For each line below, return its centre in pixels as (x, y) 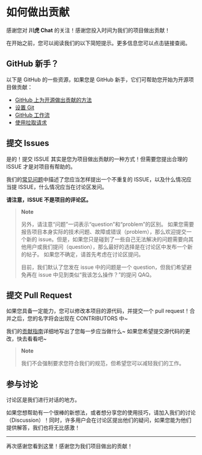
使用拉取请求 (31, 122)
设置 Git (25, 107)
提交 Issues (28, 143)
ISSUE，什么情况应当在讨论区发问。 (63, 187)
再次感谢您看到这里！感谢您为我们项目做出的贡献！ (69, 446)
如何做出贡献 (38, 12)
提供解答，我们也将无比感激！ (43, 428)
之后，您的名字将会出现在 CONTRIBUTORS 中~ (69, 318)
